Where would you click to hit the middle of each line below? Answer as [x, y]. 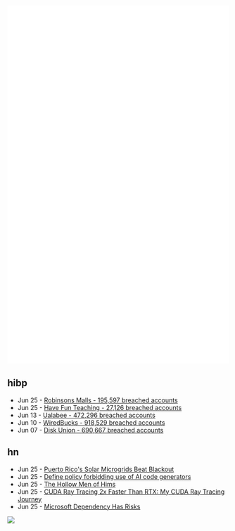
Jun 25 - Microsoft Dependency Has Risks [79, 506]
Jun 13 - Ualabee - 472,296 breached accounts [87, 415]
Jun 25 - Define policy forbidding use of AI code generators [104, 476]
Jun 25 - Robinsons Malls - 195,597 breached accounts [97, 400]
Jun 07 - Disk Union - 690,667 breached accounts [90, 430]
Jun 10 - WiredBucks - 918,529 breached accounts [91, 422]
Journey [30, 499]
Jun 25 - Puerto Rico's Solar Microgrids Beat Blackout [96, 469]
